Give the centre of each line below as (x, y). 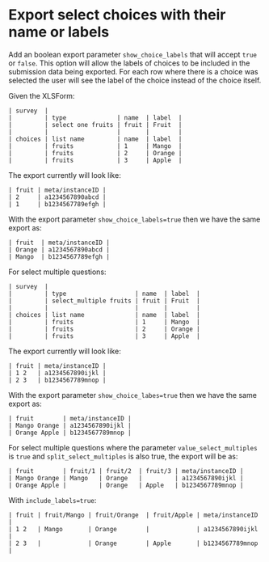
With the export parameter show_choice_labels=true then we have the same (134, 219)
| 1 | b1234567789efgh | (57, 204)
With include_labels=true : (53, 500)
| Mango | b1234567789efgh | (59, 256)
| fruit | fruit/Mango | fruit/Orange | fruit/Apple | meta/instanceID (133, 515)
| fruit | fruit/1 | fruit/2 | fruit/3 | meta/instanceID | (126, 471)
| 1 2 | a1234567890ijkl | (57, 373)
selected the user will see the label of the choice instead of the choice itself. (135, 80)
